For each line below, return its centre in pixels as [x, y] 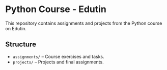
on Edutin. [16, 28]
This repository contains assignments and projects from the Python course [84, 23]
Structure [21, 45]
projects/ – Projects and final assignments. [58, 62]
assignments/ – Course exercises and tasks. [58, 56]
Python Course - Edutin [56, 9]
